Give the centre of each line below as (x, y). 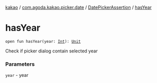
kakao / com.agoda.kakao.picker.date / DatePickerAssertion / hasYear (78, 7)
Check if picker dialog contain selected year (51, 51)
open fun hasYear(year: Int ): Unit (43, 41)
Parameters (20, 64)
